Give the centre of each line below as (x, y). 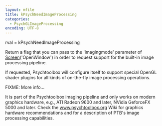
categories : (17, 19)
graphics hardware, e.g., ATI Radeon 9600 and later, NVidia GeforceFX (78, 102)
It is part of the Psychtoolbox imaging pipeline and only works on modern (80, 97)
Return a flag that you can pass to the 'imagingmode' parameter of (74, 52)
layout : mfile (20, 10)
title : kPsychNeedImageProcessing (41, 14)
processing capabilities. (29, 118)
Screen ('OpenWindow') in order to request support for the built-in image (80, 57)
